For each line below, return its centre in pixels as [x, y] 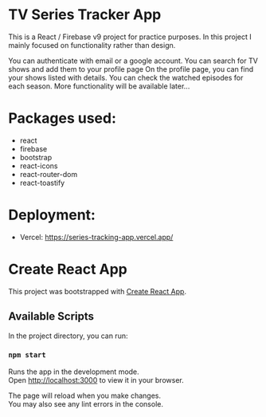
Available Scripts [51, 317]
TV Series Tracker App [85, 15]
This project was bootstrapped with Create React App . [98, 291]
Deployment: [52, 215]
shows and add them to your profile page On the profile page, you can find [131, 69]
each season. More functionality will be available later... [99, 86]
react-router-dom [49, 174]
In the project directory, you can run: [68, 336]
